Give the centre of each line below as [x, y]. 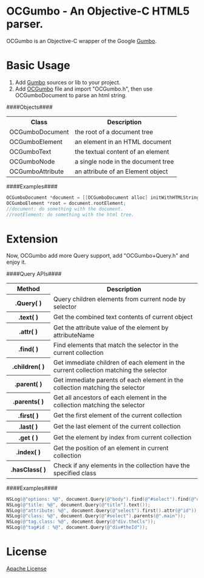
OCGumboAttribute [37, 171]
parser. [25, 24]
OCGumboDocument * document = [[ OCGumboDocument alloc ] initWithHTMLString [103, 198]
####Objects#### [29, 107]
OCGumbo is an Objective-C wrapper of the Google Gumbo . [81, 41]
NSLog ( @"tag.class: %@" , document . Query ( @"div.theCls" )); [81, 522]
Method [29, 289]
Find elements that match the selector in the [116, 345]
